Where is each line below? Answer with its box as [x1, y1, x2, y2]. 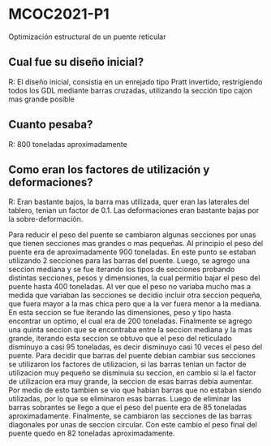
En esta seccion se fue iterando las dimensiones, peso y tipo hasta [8, 308, 231, 318]
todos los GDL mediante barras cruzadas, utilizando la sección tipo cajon [8, 85, 253, 95]
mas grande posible [8, 94, 75, 104]
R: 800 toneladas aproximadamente [8, 139, 127, 149]
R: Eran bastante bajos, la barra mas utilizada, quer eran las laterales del [8, 197, 250, 207]
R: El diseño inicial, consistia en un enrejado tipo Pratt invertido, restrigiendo [8, 76, 263, 86]
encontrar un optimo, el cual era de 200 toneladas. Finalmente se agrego [8, 316, 252, 326]
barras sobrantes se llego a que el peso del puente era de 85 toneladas [8, 403, 247, 413]
